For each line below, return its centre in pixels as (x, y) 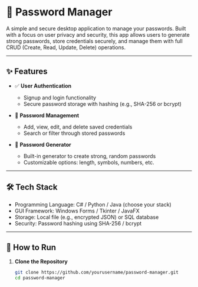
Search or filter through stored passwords (74, 133)
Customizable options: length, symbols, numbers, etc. (89, 162)
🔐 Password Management (47, 115)
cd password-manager (40, 278)
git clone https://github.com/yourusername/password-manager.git (96, 273)
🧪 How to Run (31, 247)
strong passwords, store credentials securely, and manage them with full (94, 41)
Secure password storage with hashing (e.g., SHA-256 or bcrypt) (102, 104)
